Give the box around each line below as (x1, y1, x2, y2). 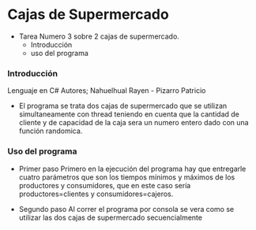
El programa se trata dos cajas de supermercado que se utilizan (18, 101, 228, 111)
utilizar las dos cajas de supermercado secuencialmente (18, 213, 203, 222)
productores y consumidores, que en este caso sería (18, 180, 191, 190)
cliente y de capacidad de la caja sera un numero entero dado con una (18, 118, 250, 128)
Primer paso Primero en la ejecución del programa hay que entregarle (18, 164, 247, 173)
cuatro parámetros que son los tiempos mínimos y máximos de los (18, 172, 235, 182)
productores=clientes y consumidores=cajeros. (18, 189, 174, 198)
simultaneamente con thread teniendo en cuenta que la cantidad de (18, 109, 240, 119)
